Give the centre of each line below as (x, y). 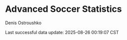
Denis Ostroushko (23, 23)
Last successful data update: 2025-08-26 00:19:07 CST (62, 32)
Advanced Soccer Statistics (63, 9)
